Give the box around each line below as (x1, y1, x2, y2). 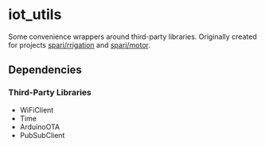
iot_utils (8, 6, 62, 24)
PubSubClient (19, 130, 65, 140)
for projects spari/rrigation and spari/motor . (8, 40, 151, 49)
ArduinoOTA (19, 121, 60, 132)
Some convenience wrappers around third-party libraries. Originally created (8, 32, 257, 41)
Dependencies (8, 63, 82, 77)
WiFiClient (19, 105, 54, 114)
